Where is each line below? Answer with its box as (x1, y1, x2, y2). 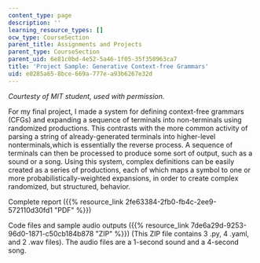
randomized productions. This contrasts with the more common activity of (8, 123, 248, 133)
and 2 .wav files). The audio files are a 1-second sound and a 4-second (8, 237, 240, 247)
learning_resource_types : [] (8, 26, 104, 34)
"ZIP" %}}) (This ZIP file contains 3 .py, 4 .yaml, (95, 228, 250, 238)
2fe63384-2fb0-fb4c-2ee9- (125, 197, 217, 206)
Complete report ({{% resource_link (8, 197, 124, 206)
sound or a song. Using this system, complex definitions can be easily (8, 156, 235, 166)
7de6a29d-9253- (190, 221, 247, 230)
